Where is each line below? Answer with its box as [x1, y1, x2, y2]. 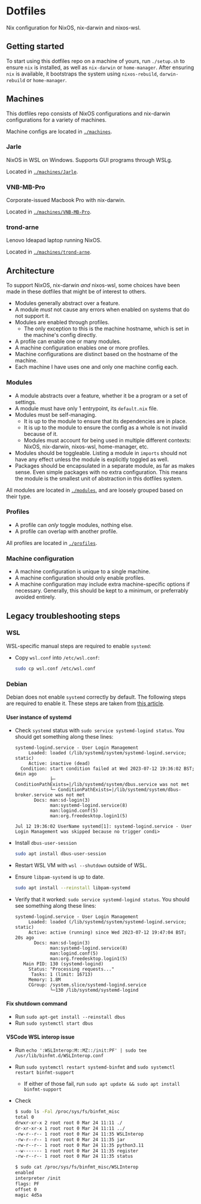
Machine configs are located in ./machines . [6, 128, 112, 135]
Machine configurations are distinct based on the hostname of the [14, 351, 178, 358]
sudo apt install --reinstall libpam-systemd [14, 885, 130, 891]
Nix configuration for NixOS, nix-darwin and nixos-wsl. [6, 24, 141, 31]
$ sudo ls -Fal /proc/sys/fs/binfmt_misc [14, 1109, 120, 1115]
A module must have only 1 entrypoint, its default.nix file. [14, 405, 159, 412]
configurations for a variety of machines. [6, 116, 106, 124]
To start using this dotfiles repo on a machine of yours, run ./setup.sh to [6, 57, 185, 64]
